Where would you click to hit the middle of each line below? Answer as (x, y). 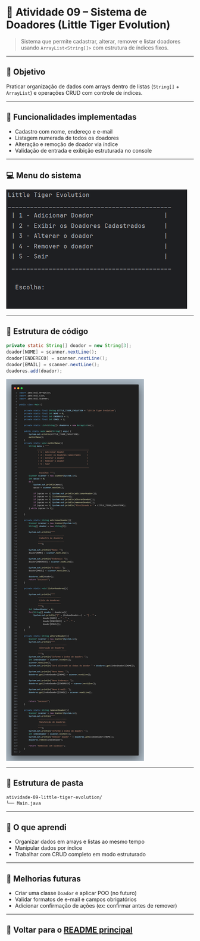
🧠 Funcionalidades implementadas (71, 117)
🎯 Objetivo (26, 72)
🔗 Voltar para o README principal (69, 930)
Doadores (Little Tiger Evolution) (88, 25)
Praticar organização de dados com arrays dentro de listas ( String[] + (93, 86)
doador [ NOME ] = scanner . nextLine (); (51, 352)
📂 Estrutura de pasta (45, 783)
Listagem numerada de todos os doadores (67, 138)
